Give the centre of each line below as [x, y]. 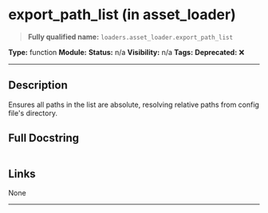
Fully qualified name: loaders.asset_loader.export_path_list [130, 37]
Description [38, 85]
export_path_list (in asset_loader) [122, 15]
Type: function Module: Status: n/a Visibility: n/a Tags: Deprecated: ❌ [126, 52]
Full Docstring [44, 138]
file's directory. [33, 112]
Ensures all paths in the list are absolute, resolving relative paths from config [134, 105]
